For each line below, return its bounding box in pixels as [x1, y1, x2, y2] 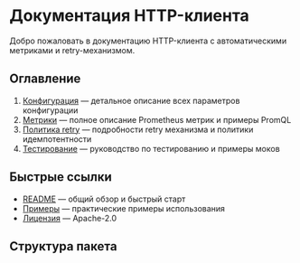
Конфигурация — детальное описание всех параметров [22, 95, 240, 106]
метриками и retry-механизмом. [9, 44, 136, 55]
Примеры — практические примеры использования [22, 202, 226, 213]
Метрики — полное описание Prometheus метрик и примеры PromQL [22, 114, 292, 125]
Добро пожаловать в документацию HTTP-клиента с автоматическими [9, 35, 287, 46]
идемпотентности [22, 133, 92, 145]
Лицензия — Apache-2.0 [22, 212, 117, 223]
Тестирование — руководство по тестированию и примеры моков [22, 143, 280, 154]
